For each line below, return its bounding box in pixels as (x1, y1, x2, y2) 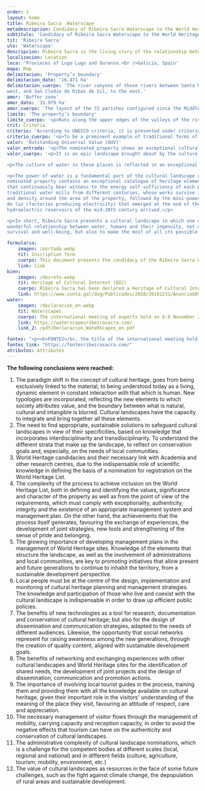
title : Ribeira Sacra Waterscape (7, 20, 95, 26)
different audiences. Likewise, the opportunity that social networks (15, 629, 183, 636)
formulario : (7, 240, 37, 246)
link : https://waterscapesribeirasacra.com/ (18, 320, 133, 326)
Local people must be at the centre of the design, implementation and (15, 577, 191, 584)
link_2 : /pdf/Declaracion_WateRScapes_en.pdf (18, 325, 136, 331)
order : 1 (7, 9, 29, 15)
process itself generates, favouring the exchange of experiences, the (15, 518, 189, 526)
